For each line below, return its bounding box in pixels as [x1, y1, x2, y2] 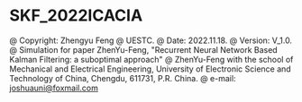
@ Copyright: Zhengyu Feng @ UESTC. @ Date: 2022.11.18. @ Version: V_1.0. [9, 35, 293, 46]
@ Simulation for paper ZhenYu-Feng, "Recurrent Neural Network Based [9, 44, 278, 55]
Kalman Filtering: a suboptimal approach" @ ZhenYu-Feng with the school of [9, 54, 294, 64]
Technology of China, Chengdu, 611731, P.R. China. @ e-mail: [9, 72, 236, 83]
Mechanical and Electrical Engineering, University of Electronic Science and [9, 64, 291, 74]
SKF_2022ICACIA [9, 5, 143, 26]
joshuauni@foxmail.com [9, 82, 99, 93]
